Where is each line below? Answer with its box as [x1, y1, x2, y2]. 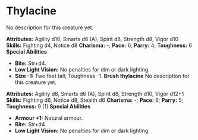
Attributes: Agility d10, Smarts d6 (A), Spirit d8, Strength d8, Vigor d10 [6, 35, 179, 42]
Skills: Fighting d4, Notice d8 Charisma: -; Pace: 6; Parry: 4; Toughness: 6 [6, 42, 192, 49]
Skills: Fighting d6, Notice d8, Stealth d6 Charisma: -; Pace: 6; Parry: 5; [6, 97, 184, 104]
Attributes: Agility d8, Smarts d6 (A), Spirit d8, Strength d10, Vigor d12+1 [6, 90, 184, 97]
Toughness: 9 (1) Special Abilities [6, 102, 91, 110]
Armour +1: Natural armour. [14, 114, 83, 122]
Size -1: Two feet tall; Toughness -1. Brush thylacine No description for [14, 72, 190, 79]
